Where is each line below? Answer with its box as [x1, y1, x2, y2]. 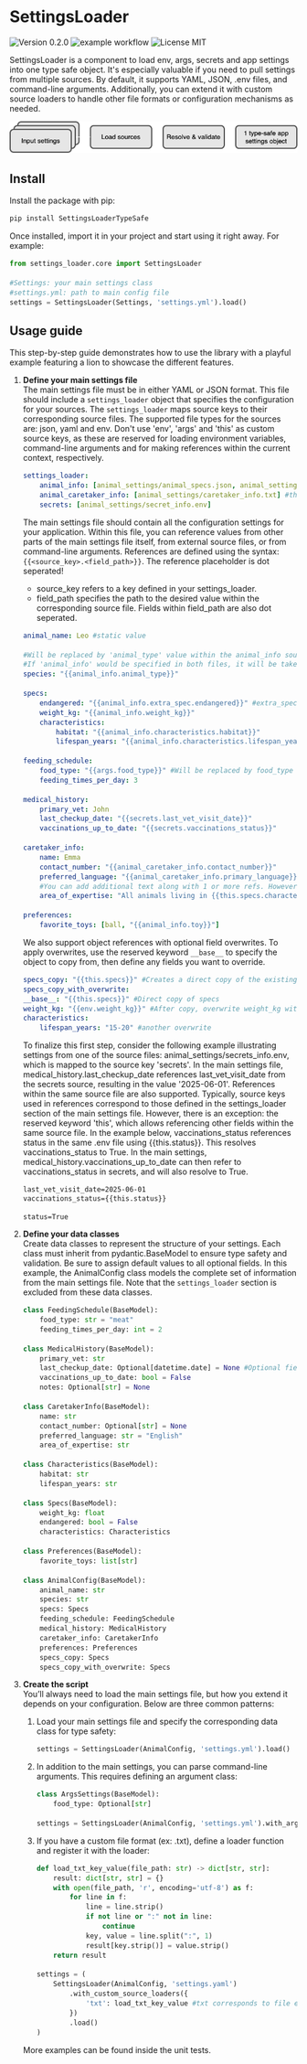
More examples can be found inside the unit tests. [22, 2044, 212, 2055]
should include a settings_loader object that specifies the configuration [22, 394, 294, 405]
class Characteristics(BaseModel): [22, 1460, 159, 1470]
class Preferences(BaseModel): [22, 1547, 143, 1556]
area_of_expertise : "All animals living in [39, 892, 207, 901]
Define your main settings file [22, 375, 138, 386]
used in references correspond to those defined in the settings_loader [22, 1098, 287, 1109]
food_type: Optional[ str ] [53, 1800, 153, 1809]
